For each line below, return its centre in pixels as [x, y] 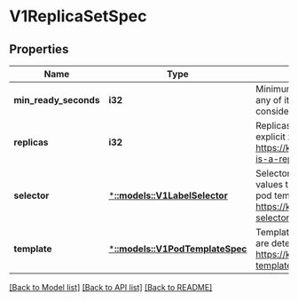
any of [269, 100]
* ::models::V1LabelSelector [168, 195]
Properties [39, 49]
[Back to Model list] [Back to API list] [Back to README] [111, 287]
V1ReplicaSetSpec [78, 16]
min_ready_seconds [57, 100]
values [270, 184]
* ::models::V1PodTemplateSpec [178, 249]
